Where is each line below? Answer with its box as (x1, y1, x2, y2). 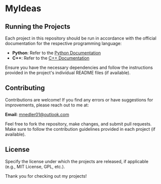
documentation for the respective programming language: (5, 41, 122, 46)
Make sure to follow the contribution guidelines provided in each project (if (5, 126, 156, 132)
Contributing (5, 84, 45, 92)
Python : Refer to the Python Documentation (12, 50, 101, 56)
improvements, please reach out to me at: (5, 102, 89, 108)
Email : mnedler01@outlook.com (5, 111, 69, 117)
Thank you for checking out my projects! (5, 173, 87, 179)
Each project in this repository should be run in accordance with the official (5, 35, 157, 41)
